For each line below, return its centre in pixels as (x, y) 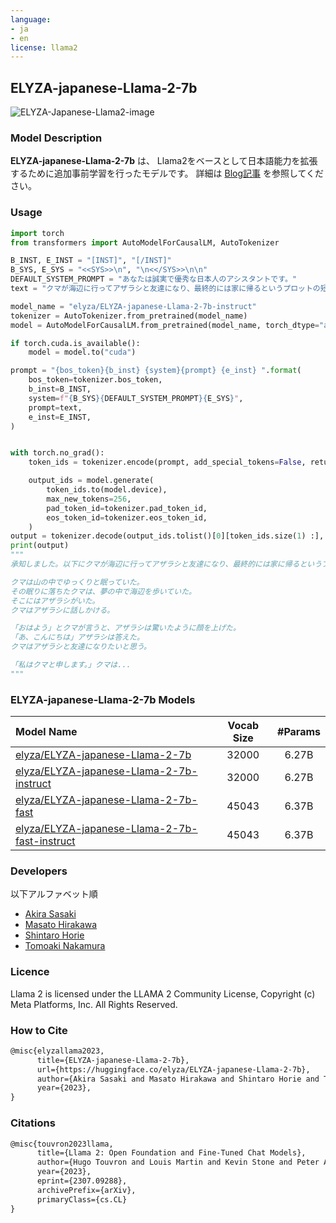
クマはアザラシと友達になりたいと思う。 (81, 647)
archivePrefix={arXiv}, (86, 1190)
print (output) (40, 546)
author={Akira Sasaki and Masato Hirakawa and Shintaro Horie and (178, 1079)
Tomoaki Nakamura (65, 946)
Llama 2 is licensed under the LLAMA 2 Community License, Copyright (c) (163, 993)
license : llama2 (44, 47)
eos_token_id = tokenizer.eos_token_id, (127, 517)
